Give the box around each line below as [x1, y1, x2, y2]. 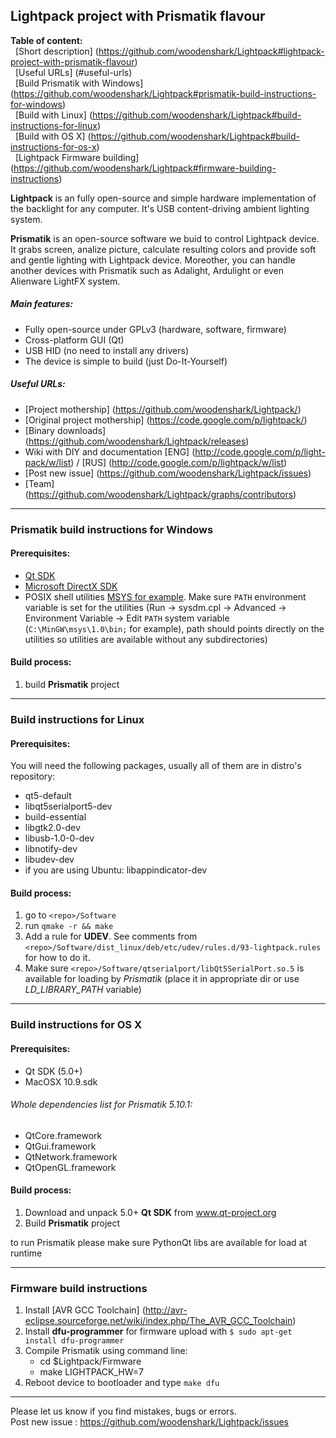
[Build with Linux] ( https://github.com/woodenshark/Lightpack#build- [14, 109, 302, 121]
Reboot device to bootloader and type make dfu [24, 1377, 220, 1389]
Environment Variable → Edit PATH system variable [24, 612, 230, 624]
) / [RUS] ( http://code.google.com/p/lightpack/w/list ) [70, 456, 288, 468]
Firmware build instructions [10, 1281, 148, 1295]
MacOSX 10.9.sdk [24, 1075, 98, 1088]
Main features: [10, 298, 74, 310]
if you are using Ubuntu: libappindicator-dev [24, 864, 208, 876]
